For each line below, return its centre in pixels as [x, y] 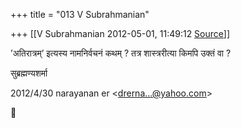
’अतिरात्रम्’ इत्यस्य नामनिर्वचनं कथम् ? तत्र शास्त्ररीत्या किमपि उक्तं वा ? [121, 53]
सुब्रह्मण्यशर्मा [29, 73]
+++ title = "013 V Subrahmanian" [80, 14]
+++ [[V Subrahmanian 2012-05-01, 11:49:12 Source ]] [120, 33]
